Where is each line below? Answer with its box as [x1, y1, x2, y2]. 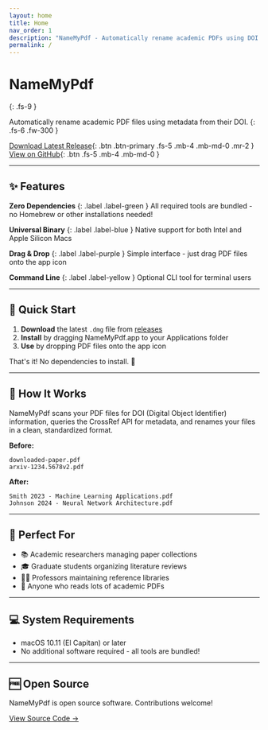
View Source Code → [9, 713, 79, 723]
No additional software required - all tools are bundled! [20, 647, 200, 656]
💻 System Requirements [9, 613, 134, 627]
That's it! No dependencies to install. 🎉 [9, 356, 136, 366]
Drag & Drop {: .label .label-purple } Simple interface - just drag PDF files [9, 248, 248, 258]
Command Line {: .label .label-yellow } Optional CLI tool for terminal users [9, 272, 251, 282]
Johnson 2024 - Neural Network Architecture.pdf [9, 499, 173, 507]
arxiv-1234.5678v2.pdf [9, 463, 84, 471]
